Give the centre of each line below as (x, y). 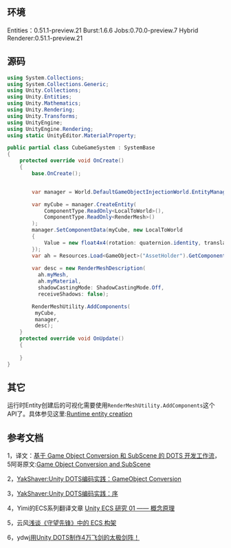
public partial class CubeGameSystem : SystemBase (81, 148)
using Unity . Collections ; (44, 91)
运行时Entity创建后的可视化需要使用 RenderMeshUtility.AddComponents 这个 (111, 405)
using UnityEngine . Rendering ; (51, 129)
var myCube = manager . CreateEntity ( (84, 204)
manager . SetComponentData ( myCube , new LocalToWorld (108, 230)
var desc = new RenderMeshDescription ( (89, 268)
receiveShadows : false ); (73, 294)
